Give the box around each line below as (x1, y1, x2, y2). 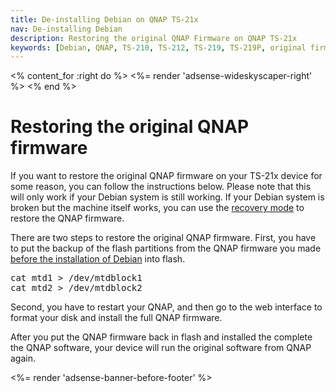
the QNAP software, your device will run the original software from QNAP (10, 342, 312, 354)
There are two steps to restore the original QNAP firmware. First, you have (10, 232, 317, 244)
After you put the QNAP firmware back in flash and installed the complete (10, 331, 313, 343)
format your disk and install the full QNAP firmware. (10, 312, 223, 324)
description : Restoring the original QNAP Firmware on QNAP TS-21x (10, 33, 298, 43)
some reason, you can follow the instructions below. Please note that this (10, 181, 312, 193)
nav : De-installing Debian (10, 24, 123, 34)
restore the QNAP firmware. (10, 212, 125, 225)
